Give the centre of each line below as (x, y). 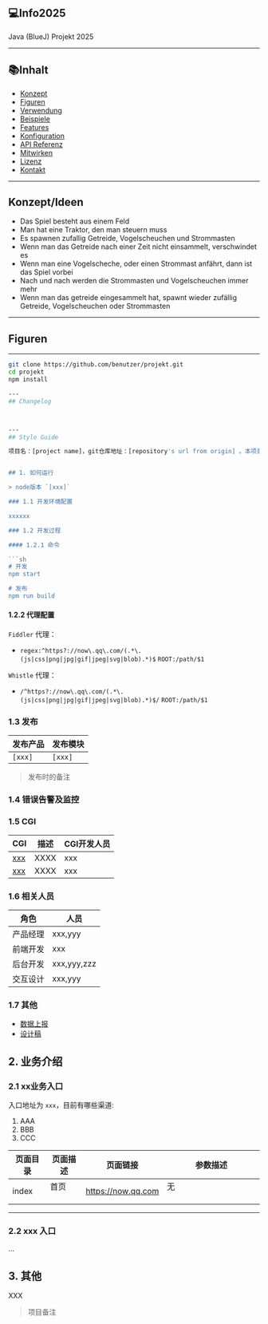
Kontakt (33, 169)
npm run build (32, 596)
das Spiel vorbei (46, 272)
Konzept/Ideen (46, 202)
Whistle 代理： (33, 675)
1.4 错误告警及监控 (44, 800)
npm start (25, 574)
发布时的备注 (49, 777)
